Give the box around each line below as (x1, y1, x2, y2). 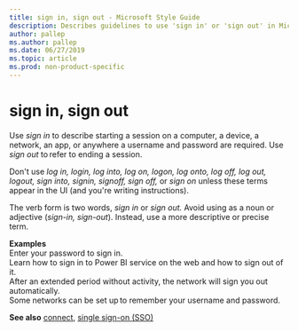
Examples (9, 238, 47, 248)
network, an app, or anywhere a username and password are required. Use (9, 139, 284, 150)
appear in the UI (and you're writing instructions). (9, 185, 189, 195)
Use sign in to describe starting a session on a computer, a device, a (9, 130, 260, 140)
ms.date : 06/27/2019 (9, 46, 86, 55)
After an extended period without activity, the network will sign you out (9, 276, 269, 287)
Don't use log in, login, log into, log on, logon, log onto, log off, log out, (9, 166, 267, 177)
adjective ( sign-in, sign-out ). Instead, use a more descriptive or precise (9, 211, 270, 222)
